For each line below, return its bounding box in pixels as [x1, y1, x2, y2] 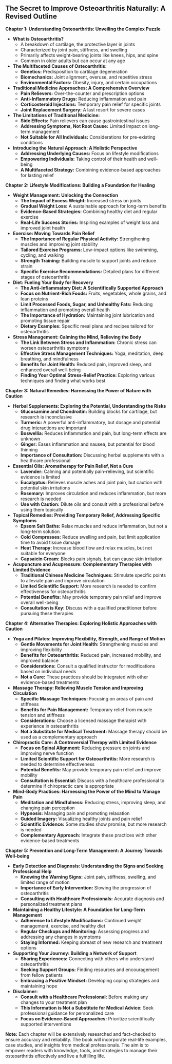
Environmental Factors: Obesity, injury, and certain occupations [20, 79, 157, 85]
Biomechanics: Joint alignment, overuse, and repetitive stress [20, 74, 152, 80]
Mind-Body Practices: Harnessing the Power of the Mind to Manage [12, 788, 161, 794]
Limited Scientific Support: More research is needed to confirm [20, 583, 157, 589]
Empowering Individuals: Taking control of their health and [20, 156, 146, 162]
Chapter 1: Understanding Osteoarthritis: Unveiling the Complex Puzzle [5, 26, 161, 32]
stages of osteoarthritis [20, 274, 70, 280]
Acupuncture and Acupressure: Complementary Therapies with [12, 561, 152, 567]
